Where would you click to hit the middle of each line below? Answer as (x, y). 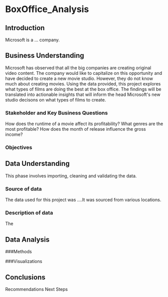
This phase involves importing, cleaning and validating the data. (71, 176)
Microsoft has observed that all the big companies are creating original (78, 68)
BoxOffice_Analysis (47, 9)
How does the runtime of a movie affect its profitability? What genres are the (84, 124)
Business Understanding (45, 56)
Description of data (29, 213)
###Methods (19, 252)
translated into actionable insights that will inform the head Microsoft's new (83, 94)
